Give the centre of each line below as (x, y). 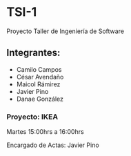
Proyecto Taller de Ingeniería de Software (65, 31)
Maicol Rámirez (38, 84)
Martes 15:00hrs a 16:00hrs (45, 132)
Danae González (40, 99)
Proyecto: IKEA (32, 117)
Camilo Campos (39, 69)
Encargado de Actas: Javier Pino (53, 145)
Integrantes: (33, 53)
